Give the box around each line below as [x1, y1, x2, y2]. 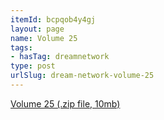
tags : [10, 42, 33, 53]
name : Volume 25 [10, 33, 78, 43]
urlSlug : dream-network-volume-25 [10, 71, 155, 81]
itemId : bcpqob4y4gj [10, 14, 97, 25]
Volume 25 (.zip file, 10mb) [10, 97, 121, 110]
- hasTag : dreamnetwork [10, 52, 110, 62]
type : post [10, 61, 56, 71]
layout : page [10, 24, 65, 34]
